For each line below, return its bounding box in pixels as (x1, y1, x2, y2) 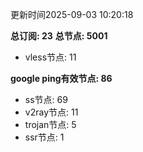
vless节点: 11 (24, 51, 77, 63)
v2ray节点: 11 (24, 106, 79, 118)
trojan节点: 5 (24, 119, 77, 130)
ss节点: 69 (24, 94, 68, 105)
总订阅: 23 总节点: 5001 (10, 30, 108, 42)
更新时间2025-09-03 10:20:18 (10, 9, 134, 20)
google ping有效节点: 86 (10, 73, 113, 84)
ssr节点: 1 (24, 131, 65, 143)
